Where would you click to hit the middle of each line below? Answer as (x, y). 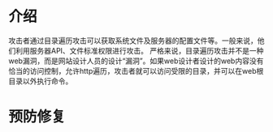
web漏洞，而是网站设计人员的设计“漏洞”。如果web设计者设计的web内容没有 (136, 61)
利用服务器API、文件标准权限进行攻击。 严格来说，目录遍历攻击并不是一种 (139, 50)
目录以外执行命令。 (41, 81)
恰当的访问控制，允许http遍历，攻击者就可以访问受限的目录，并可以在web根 (136, 70)
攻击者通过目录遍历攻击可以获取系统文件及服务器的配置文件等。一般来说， (133, 40)
